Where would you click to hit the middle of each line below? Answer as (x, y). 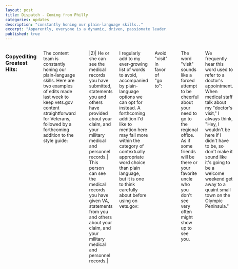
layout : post (19, 10)
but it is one (132, 179)
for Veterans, (57, 119)
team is (51, 59)
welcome (215, 173)
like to (126, 124)
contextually (132, 151)
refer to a (215, 75)
